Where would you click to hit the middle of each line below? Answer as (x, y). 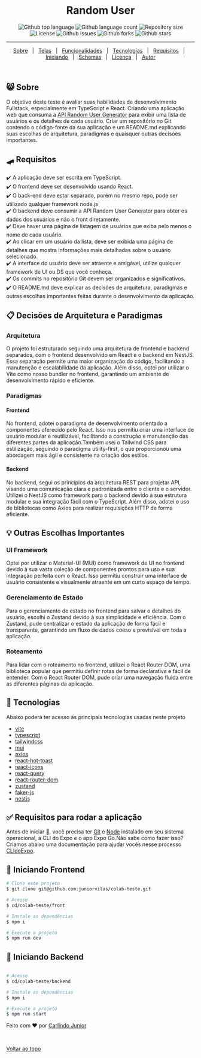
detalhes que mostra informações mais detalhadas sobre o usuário (89, 250)
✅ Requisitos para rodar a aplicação (74, 818)
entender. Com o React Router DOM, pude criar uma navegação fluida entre (100, 677)
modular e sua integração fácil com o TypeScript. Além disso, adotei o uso (98, 501)
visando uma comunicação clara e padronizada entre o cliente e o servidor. (99, 489)
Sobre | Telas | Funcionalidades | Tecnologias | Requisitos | (99, 50)
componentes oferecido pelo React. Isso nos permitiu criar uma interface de (100, 430)
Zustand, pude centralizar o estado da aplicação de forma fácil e (86, 623)
